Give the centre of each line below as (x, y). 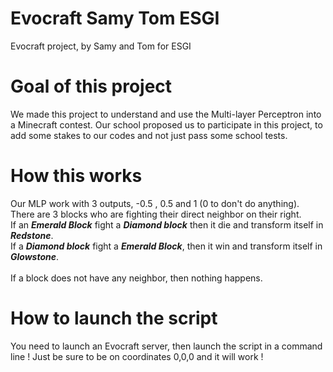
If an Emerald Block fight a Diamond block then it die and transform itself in (167, 224)
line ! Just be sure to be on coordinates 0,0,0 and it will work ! (137, 356)
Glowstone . (35, 256)
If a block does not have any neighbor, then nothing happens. (136, 278)
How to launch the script (114, 318)
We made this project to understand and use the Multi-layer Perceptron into (166, 114)
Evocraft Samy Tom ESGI (115, 18)
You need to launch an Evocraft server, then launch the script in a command (166, 346)
